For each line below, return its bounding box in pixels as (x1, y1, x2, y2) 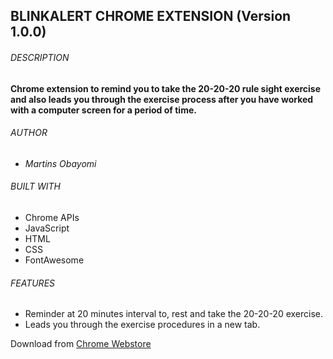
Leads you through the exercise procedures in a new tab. (24, 319, 261, 331)
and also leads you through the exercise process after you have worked (10, 93, 314, 105)
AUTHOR (10, 127, 48, 139)
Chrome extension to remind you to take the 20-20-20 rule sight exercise (10, 82, 322, 94)
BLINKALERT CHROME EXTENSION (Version (10, 8, 292, 25)
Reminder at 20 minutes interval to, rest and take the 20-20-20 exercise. (24, 308, 324, 320)
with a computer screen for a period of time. (10, 104, 197, 116)
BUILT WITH (10, 180, 61, 193)
